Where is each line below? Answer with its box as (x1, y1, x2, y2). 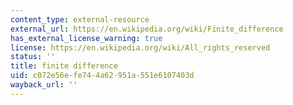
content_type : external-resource (10, 14, 150, 25)
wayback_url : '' (10, 80, 78, 90)
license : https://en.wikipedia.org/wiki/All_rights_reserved (10, 42, 271, 53)
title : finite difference (10, 61, 118, 71)
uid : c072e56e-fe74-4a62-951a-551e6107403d (10, 71, 195, 81)
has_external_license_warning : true (10, 33, 163, 43)
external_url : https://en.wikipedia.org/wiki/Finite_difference (10, 24, 284, 34)
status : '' (10, 52, 56, 62)
